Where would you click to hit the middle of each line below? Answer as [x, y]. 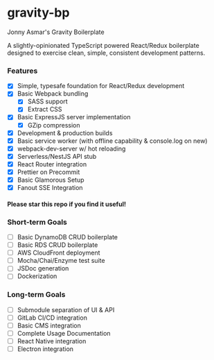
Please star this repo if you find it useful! [67, 204]
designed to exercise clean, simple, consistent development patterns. [106, 53]
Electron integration [45, 349]
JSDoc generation [43, 268]
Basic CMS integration [49, 325]
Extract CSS [45, 110]
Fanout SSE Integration [50, 188]
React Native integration [52, 341]
